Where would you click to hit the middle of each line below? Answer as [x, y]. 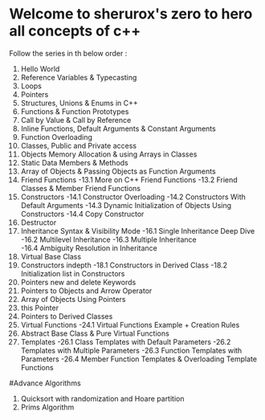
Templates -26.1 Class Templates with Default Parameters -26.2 [126, 341]
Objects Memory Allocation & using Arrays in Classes [109, 154]
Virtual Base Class [51, 256]
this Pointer [40, 308]
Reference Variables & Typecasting [79, 77]
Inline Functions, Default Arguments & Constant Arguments [118, 128]
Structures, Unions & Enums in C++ [79, 103]
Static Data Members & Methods [74, 162]
